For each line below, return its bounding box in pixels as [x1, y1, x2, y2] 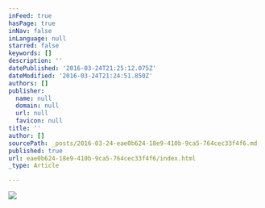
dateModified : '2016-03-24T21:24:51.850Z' [8, 72, 153, 80]
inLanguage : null [8, 34, 67, 43]
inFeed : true [8, 11, 52, 20]
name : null [15, 94, 52, 102]
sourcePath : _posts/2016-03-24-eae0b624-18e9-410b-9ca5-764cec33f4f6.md [8, 139, 258, 148]
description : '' [8, 57, 63, 65]
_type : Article [8, 162, 60, 170]
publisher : [8, 86, 45, 95]
